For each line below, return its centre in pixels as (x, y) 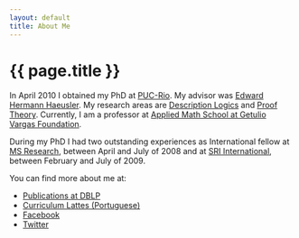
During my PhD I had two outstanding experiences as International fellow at (149, 142)
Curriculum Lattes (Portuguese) (81, 206)
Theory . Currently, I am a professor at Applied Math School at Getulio (138, 114)
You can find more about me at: (68, 178)
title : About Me (40, 26)
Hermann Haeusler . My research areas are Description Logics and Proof (144, 105)
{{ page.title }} (65, 71)
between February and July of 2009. (78, 161)
